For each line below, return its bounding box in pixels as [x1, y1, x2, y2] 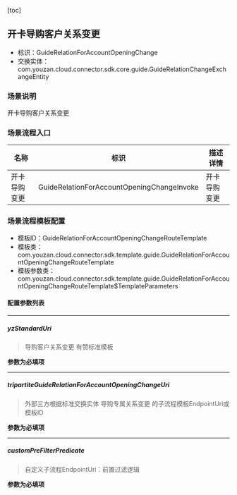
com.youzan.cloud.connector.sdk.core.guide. [17, 65, 150, 73]
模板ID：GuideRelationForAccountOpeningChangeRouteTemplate [17, 233, 207, 242]
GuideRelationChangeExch [149, 65, 227, 73]
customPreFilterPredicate [7, 446, 85, 455]
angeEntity [17, 72, 49, 80]
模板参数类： [17, 266, 55, 274]
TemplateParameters [117, 281, 178, 290]
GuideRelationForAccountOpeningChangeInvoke [38, 183, 199, 192]
